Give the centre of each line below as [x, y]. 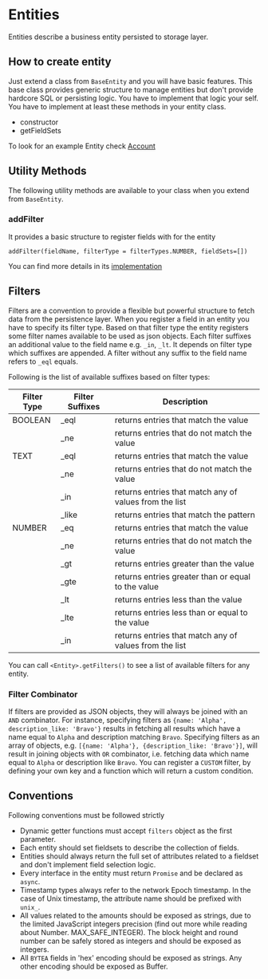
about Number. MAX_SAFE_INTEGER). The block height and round [129, 932]
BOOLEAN [32, 420]
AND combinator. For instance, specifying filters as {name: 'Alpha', [118, 720]
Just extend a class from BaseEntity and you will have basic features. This [130, 81]
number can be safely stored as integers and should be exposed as [130, 941]
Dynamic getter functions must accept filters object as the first [126, 831]
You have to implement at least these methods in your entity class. [117, 106]
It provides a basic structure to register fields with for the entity [112, 236]
